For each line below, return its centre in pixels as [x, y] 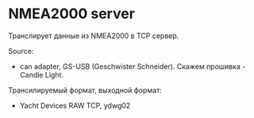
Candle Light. [42, 74]
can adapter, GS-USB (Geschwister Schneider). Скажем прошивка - [133, 66]
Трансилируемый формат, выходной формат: [85, 90]
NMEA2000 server [71, 14]
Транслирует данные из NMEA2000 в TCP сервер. [94, 36]
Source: [21, 51]
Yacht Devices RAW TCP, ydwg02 [75, 105]
